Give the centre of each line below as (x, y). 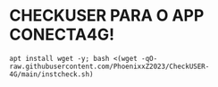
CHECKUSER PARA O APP (107, 16)
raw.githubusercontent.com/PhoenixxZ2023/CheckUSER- (109, 66)
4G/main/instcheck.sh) (51, 74)
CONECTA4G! (62, 35)
